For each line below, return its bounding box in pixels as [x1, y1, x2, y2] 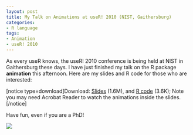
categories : [6, 19, 35, 25]
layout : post [6, 8, 38, 15]
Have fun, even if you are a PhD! [6, 111, 84, 118]
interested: [6, 76, 32, 83]
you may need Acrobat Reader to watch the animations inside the [6, 93, 164, 100]
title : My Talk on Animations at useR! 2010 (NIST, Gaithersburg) [6, 14, 172, 20]
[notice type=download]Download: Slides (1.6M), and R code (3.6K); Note [6, 87, 184, 95]
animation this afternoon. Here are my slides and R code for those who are [6, 70, 187, 77]
